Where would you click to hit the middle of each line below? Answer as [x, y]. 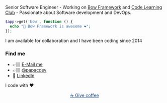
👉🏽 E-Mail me [27, 64]
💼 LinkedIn [23, 75]
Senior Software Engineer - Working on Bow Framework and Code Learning [84, 7]
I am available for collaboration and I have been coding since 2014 [74, 40]
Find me [15, 53]
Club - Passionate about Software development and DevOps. [68, 12]
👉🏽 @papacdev [29, 70]
